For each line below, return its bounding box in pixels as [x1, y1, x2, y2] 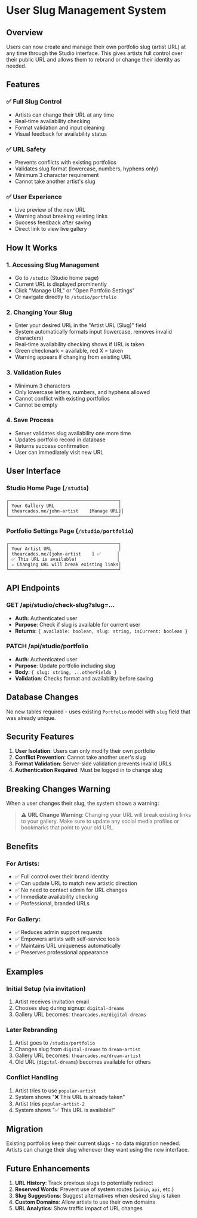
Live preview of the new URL [14, 206, 86, 213]
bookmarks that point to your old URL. [20, 824, 115, 831]
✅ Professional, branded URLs [14, 899, 90, 906]
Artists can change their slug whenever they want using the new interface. [6, 1146, 189, 1153]
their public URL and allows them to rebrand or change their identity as [6, 56, 180, 63]
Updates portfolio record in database [14, 436, 106, 443]
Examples [6, 966, 44, 976]
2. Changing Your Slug [6, 308, 73, 316]
